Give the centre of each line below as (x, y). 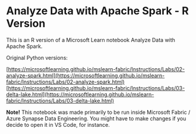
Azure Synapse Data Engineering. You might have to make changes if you (96, 118)
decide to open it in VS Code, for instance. (58, 125)
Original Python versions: (37, 58)
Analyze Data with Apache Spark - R (97, 11)
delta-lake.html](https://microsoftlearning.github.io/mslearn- (80, 94)
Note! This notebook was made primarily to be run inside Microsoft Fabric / (98, 112)
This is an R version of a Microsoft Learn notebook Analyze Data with (91, 40)
